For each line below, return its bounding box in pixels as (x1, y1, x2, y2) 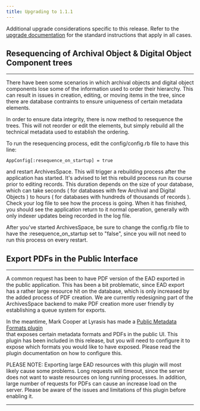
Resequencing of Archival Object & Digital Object (6, 49, 192, 59)
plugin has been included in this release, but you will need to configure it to (6, 337, 190, 344)
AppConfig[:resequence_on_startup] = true (6, 158, 113, 164)
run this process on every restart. (6, 236, 88, 244)
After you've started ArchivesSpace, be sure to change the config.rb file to (6, 224, 189, 231)
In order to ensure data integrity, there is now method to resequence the (6, 116, 183, 123)
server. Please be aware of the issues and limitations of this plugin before (6, 387, 186, 394)
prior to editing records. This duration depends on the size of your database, (6, 181, 194, 188)
